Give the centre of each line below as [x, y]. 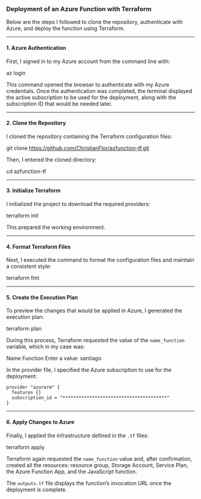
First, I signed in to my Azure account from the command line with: [88, 61]
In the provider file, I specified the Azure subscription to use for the [89, 370]
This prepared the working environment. [56, 227]
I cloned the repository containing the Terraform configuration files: [89, 136]
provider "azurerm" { [33, 387]
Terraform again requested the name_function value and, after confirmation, [99, 459]
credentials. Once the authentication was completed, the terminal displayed [99, 91]
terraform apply [25, 447]
